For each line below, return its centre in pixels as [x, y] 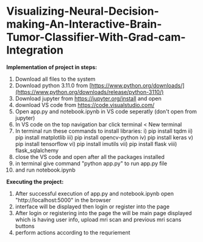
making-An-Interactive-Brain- [84, 24]
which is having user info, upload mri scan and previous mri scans [98, 219]
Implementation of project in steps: [52, 67]
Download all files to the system [55, 79]
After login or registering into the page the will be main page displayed [103, 213]
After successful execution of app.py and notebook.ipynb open [94, 193]
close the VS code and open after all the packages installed [90, 156]
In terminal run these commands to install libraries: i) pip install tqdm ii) [104, 131]
